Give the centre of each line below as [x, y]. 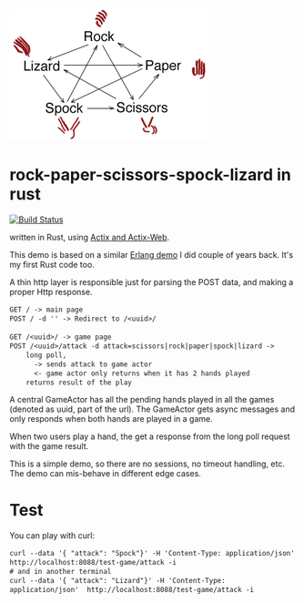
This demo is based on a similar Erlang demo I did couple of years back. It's [152, 254]
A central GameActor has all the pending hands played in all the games [142, 399]
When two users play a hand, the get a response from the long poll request [150, 436]
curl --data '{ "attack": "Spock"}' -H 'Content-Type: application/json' [152, 553]
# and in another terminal [61, 571]
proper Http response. [51, 291]
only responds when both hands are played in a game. [111, 418]
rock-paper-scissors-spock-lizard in [150, 175]
